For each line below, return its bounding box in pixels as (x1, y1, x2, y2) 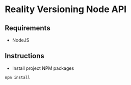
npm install (5, 75, 30, 80)
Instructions (5, 52, 44, 60)
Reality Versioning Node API (5, 4, 127, 15)
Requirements (5, 24, 50, 32)
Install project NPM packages (12, 65, 74, 71)
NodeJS (12, 37, 30, 43)
